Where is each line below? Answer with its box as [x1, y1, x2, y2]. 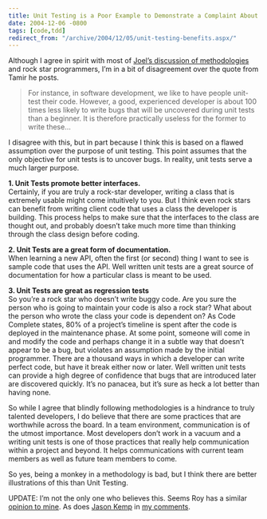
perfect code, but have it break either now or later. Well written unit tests [8, 363, 246, 372]
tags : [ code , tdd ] [8, 26, 66, 34]
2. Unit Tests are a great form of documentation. [8, 245, 171, 255]
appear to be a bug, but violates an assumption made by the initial [8, 345, 225, 355]
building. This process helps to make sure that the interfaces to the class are [8, 212, 260, 222]
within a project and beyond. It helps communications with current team [8, 446, 245, 455]
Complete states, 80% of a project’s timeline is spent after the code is [8, 320, 238, 330]
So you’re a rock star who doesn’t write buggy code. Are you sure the [8, 295, 237, 304]
